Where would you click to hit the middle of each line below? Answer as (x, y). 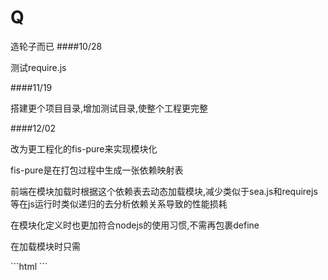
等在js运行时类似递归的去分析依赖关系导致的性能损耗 (119, 203)
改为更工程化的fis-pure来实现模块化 (84, 148)
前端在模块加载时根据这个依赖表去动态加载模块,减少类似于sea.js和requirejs (164, 191)
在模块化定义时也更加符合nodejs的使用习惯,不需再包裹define (135, 225)
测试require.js (38, 67)
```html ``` (29, 266)
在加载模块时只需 (45, 246)
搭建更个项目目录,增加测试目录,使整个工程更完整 (109, 108)
